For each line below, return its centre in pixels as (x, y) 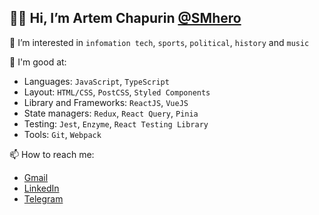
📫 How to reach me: (52, 154)
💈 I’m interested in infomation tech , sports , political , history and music (159, 42)
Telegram (43, 198)
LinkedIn (41, 188)
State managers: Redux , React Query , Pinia (111, 113)
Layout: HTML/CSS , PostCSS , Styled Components (117, 92)
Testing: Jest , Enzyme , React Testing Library (116, 123)
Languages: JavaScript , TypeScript (96, 81)
